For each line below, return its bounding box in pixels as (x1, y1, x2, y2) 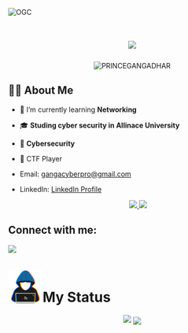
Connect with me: (8, 224, 98, 237)
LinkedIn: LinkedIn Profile (19, 184, 102, 194)
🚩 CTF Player (19, 154, 63, 163)
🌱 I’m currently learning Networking (19, 105, 137, 114)
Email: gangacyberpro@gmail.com (19, 169, 131, 179)
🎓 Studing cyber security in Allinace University (19, 120, 180, 130)
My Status (42, 288, 112, 306)
